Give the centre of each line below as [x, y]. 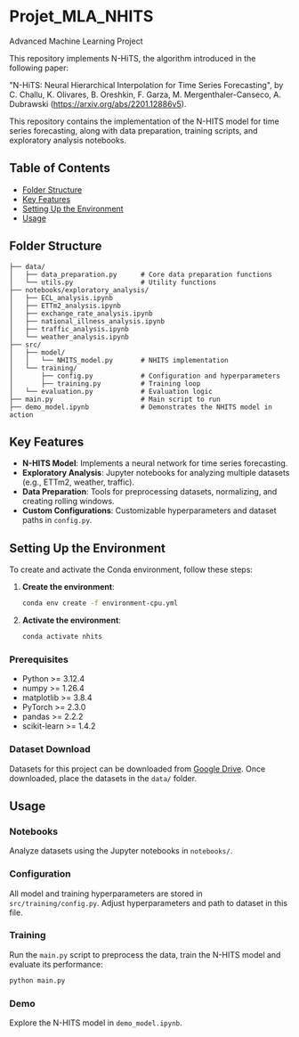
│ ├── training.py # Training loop [105, 384]
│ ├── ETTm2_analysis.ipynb [65, 306]
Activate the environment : [72, 620]
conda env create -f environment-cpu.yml [100, 603]
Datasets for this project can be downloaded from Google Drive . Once [137, 769]
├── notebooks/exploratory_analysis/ [79, 290]
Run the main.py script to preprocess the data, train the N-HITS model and [145, 954]
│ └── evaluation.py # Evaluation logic [111, 391]
